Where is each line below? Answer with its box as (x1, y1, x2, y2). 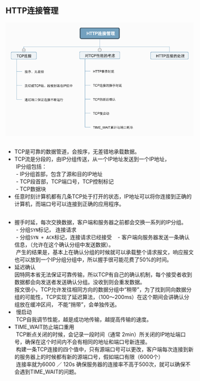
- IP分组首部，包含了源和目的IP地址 (16, 170, 103, 178)
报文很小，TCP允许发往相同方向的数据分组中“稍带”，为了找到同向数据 (14, 286, 186, 293)
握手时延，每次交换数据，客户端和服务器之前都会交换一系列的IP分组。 (14, 219, 187, 226)
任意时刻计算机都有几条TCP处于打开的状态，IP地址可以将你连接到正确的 (14, 193, 192, 200)
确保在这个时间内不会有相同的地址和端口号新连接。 (24, 339, 150, 346)
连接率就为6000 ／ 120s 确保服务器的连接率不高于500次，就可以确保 (16, 361, 186, 368)
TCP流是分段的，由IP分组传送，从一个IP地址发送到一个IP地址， (14, 155, 170, 163)
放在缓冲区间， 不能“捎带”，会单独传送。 (19, 301, 121, 308)
